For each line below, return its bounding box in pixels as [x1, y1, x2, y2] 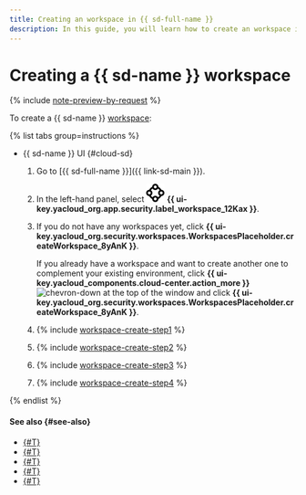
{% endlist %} [9, 395, 62, 406]
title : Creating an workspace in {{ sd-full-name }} [9, 15, 214, 24]
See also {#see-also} [9, 416, 91, 427]
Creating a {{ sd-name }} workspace [9, 65, 291, 86]
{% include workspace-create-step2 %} [36, 342, 188, 353]
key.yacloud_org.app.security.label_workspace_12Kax [36, 204, 249, 215]
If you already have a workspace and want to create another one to [36, 258, 289, 269]
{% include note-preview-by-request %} [9, 95, 161, 106]
